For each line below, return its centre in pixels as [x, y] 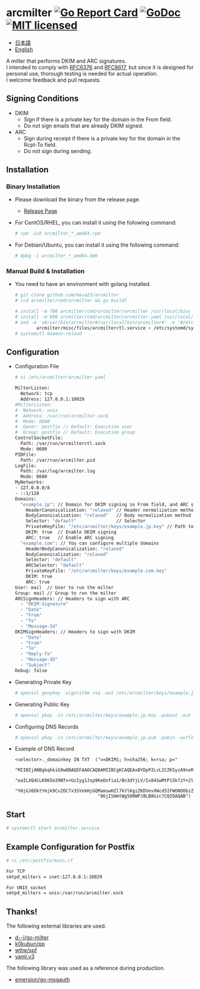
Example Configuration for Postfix [71, 847]
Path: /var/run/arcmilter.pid [58, 460]
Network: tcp [37, 394]
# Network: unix [36, 410]
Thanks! [22, 912]
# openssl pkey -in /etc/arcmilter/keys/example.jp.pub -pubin [95, 738]
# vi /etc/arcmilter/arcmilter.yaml [60, 377]
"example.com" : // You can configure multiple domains [90, 543]
